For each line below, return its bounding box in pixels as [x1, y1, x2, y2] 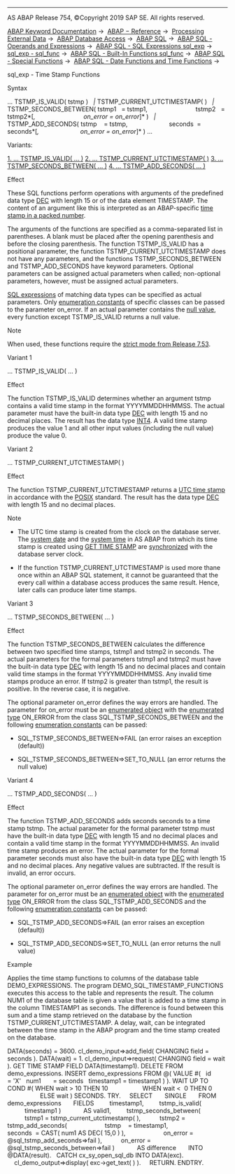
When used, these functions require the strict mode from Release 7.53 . [7, 340, 211, 348]
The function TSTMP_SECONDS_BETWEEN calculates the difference [7, 640, 206, 648]
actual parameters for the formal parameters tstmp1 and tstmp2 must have [7, 655, 222, 663]
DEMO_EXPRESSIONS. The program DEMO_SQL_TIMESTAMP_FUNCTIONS [7, 981, 224, 989]
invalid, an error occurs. [7, 869, 76, 877]
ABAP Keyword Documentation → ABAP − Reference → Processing [7, 27, 204, 35]
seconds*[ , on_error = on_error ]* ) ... [7, 127, 152, 135]
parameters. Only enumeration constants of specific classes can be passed [7, 298, 225, 306]
